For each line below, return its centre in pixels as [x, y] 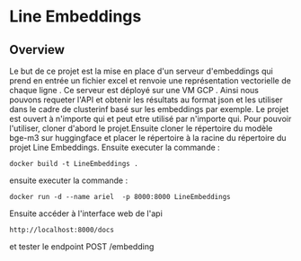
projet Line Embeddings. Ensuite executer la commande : [115, 147]
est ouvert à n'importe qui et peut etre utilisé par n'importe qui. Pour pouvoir [150, 119]
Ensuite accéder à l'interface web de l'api [86, 213]
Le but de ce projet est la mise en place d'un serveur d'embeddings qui [142, 71]
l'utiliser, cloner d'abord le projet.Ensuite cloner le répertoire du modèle [141, 128]
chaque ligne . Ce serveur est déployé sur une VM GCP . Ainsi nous [134, 90]
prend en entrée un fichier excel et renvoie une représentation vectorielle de [150, 81]
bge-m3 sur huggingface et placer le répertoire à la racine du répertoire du [148, 138]
